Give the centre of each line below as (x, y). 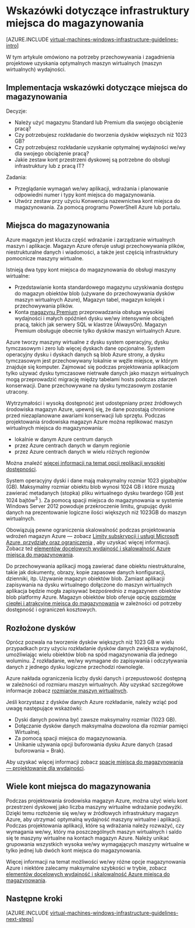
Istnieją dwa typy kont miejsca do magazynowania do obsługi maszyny (91, 270)
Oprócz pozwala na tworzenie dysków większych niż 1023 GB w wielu (90, 642)
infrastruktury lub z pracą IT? (49, 165)
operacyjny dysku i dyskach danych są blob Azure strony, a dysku (85, 354)
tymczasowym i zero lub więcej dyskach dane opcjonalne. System (86, 348)
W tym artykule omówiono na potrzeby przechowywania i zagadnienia (90, 57)
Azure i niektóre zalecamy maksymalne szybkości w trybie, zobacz (86, 868)
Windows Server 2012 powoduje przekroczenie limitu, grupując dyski (89, 506)
